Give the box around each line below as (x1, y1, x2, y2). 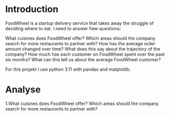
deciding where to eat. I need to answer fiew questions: (5, 25, 121, 31)
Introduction (5, 4, 59, 15)
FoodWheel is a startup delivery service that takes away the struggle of (5, 20, 154, 26)
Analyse (5, 84, 41, 95)
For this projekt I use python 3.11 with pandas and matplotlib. (5, 66, 131, 72)
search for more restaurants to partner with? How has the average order (5, 40, 156, 46)
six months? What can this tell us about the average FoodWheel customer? (5, 56, 161, 62)
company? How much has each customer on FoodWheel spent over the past (5, 51, 165, 57)
